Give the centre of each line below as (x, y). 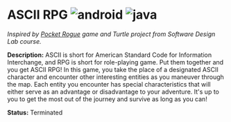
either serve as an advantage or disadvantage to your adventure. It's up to (113, 91)
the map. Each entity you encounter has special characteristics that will (109, 84)
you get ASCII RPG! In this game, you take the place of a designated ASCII (113, 69)
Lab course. (24, 41)
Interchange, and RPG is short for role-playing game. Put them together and (115, 62)
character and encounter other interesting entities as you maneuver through (115, 77)
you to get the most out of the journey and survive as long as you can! (108, 99)
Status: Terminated (35, 112)
